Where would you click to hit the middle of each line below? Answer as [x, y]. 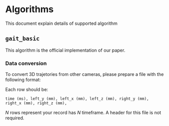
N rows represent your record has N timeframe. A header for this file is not [83, 113]
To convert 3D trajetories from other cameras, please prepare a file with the [84, 74]
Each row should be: [27, 90]
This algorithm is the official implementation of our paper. [65, 50]
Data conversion [26, 63]
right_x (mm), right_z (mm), [36, 103]
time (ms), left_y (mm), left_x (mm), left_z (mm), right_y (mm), [77, 99]
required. [15, 118]
